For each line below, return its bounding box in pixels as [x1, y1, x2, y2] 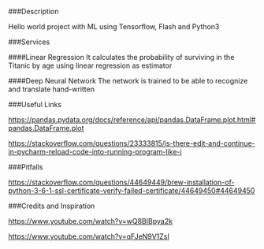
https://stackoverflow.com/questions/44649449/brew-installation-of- [8, 177, 235, 187]
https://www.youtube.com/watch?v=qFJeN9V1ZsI [8, 232, 169, 241]
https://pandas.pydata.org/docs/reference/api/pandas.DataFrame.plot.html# [8, 115, 256, 124]
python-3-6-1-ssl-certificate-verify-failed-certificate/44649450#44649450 [8, 186, 255, 195]
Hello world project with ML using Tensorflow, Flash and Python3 [8, 22, 220, 31]
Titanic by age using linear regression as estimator [8, 61, 173, 70]
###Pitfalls [8, 162, 43, 172]
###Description [8, 7, 59, 16]
